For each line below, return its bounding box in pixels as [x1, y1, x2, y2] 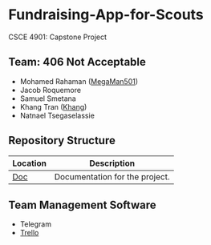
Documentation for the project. [54, 171, 170, 182]
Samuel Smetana [19, 94, 76, 103]
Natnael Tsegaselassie [19, 110, 95, 120]
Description [89, 158, 135, 169]
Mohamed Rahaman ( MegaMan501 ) [19, 76, 139, 86]
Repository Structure [8, 134, 116, 147]
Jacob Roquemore [19, 85, 82, 94]
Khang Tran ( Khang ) [19, 102, 87, 111]
